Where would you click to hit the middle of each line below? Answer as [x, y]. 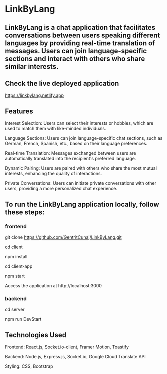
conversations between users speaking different [83, 35]
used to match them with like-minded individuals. [56, 129]
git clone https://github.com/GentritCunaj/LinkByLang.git [64, 237]
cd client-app [19, 266]
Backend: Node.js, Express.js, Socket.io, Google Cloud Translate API [75, 356]
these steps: [25, 212]
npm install [16, 256]
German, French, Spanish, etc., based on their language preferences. [76, 144]
